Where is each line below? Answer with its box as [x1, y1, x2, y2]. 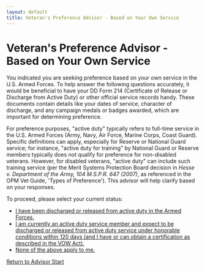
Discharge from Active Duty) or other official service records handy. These [6, 94, 195, 101]
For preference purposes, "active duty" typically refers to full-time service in [6, 125, 199, 132]
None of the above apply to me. [15, 246, 95, 254]
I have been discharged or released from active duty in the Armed [15, 207, 182, 215]
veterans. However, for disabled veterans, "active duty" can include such [6, 157, 191, 165]
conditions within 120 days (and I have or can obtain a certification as [15, 233, 190, 240]
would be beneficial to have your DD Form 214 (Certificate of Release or [6, 87, 188, 95]
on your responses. [6, 184, 55, 191]
